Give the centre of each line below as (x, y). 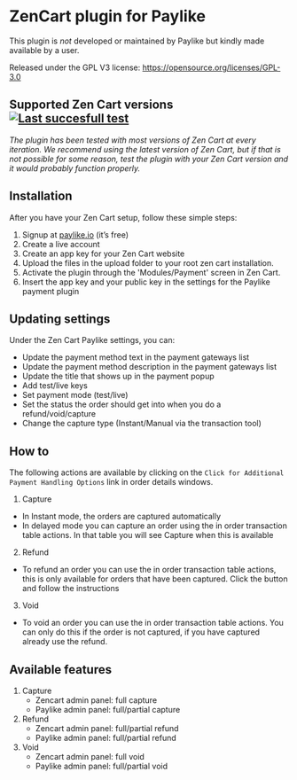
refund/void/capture (59, 414)
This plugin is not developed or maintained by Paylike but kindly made (137, 41)
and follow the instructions (70, 589)
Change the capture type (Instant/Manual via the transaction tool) (141, 424)
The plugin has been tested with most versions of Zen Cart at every (133, 140)
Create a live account (61, 244)
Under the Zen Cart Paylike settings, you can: (92, 340)
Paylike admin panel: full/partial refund (106, 738)
